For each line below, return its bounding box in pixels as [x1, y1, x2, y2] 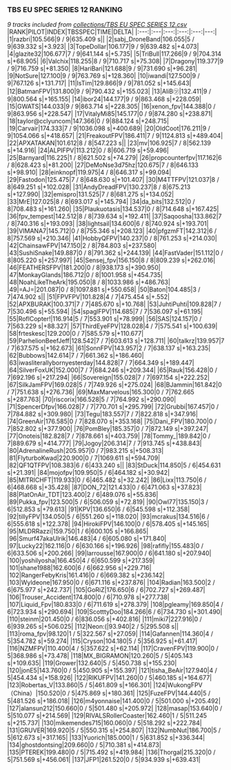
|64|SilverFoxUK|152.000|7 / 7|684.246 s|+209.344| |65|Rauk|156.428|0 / [7, 366, 217, 374]
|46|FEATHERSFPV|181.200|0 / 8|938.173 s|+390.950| [7, 263, 161, 272]
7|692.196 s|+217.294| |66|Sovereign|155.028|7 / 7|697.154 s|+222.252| [7, 374, 210, 382]
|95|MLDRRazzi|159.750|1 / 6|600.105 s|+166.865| [7, 527, 149, 536]
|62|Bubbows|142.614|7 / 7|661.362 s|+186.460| [7, 352, 144, 360]
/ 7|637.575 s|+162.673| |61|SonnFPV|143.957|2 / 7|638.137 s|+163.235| [7, 344, 211, 352]
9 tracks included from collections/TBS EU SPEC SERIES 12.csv [7, 21, 188, 29]
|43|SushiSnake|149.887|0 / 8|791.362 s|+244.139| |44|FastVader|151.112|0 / [7, 249, 223, 257]
